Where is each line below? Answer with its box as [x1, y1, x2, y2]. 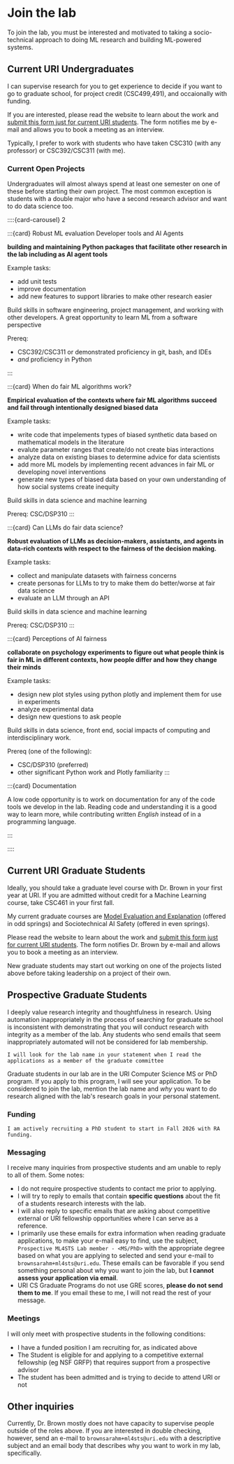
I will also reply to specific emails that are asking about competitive [17, 1207, 211, 1215]
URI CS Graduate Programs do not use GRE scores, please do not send [17, 1281, 224, 1290]
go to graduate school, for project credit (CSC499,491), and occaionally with [7, 89, 228, 97]
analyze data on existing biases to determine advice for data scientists [17, 453, 221, 462]
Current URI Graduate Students [7, 865, 145, 877]
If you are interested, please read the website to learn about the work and [7, 110, 219, 118]
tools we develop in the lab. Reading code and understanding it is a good [7, 803, 217, 811]
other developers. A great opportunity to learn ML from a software [7, 313, 198, 322]
